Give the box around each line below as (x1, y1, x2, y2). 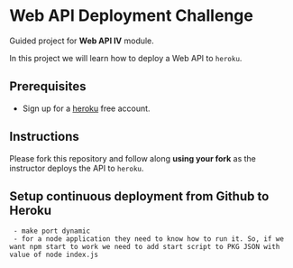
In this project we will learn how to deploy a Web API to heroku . (9, 52, 243, 63)
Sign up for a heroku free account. (22, 103, 151, 114)
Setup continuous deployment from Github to (9, 189, 270, 204)
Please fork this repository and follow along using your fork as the (9, 152, 257, 163)
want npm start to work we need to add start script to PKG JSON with (9, 243, 280, 252)
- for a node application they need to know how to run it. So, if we (13, 235, 284, 244)
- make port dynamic (13, 226, 91, 236)
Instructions (9, 129, 79, 144)
